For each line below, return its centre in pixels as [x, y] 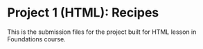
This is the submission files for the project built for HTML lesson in [102, 32]
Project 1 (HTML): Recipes [83, 13]
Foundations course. [36, 39]
